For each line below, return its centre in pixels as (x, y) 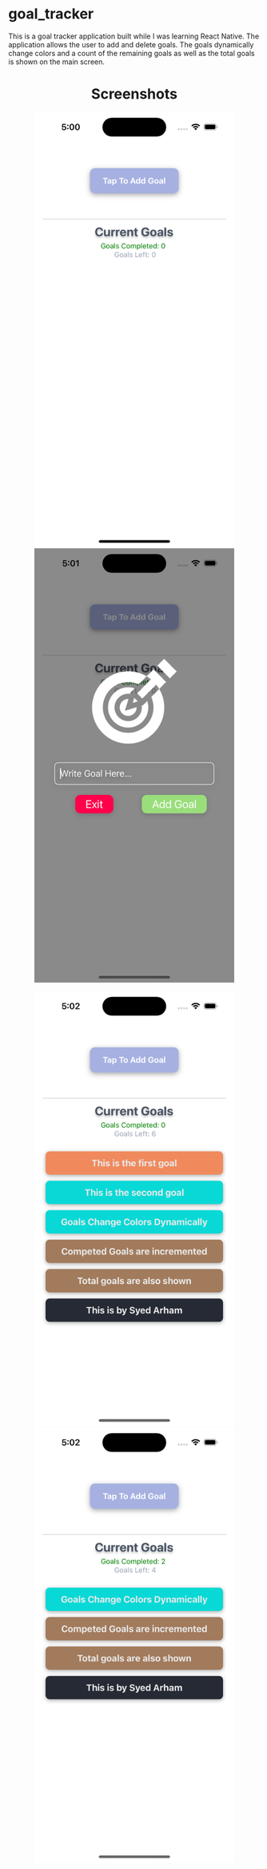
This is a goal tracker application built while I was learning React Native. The (134, 36)
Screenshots (134, 94)
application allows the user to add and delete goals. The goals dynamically (131, 44)
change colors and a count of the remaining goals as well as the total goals (132, 53)
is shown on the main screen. (57, 62)
